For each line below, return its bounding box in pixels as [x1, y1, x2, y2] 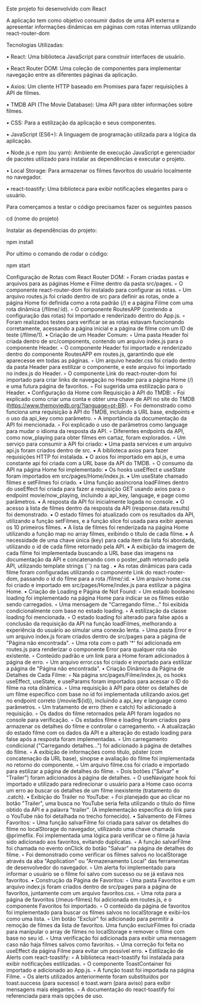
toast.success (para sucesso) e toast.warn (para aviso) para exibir [6, 980, 171, 986]
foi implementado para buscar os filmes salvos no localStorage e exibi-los [6, 909, 190, 916]
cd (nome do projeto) [6, 215, 59, 222]
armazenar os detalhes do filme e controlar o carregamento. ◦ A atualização [6, 723, 195, 730]
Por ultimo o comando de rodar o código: [6, 250, 109, 257]
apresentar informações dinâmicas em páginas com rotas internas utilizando [6, 24, 197, 30]
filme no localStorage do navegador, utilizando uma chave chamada [6, 826, 175, 832]
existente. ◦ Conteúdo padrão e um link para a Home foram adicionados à [6, 652, 190, 659]
